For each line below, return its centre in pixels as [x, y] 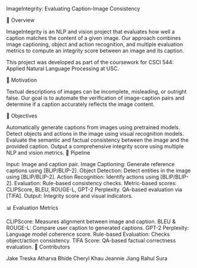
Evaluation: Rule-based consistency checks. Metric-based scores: [96, 183]
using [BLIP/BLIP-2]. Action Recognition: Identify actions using [83, 177]
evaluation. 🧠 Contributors [38, 247]
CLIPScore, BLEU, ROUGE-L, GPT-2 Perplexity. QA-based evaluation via [94, 189]
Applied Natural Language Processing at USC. [62, 68]
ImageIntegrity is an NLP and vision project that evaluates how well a [90, 32]
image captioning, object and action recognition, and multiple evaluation [95, 44]
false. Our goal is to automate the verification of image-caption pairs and [95, 98]
